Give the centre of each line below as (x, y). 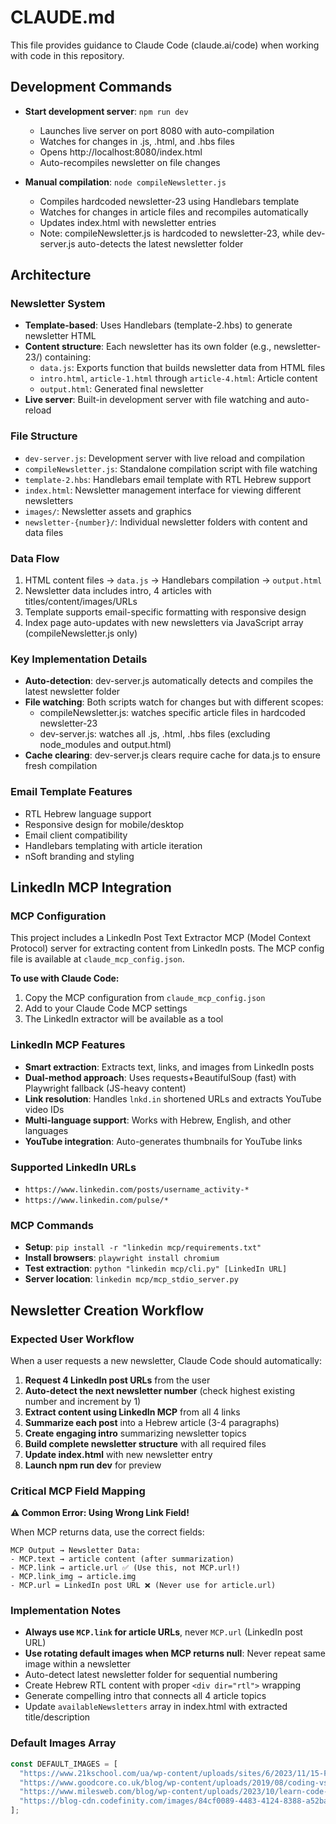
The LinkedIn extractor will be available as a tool (124, 1019)
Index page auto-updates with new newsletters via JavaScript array (164, 623)
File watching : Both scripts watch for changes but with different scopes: (174, 702)
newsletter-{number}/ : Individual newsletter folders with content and (166, 522)
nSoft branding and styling (79, 856)
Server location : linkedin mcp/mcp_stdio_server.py (131, 1279)
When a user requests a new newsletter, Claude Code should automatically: (166, 1360)
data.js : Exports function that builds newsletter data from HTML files (182, 368)
